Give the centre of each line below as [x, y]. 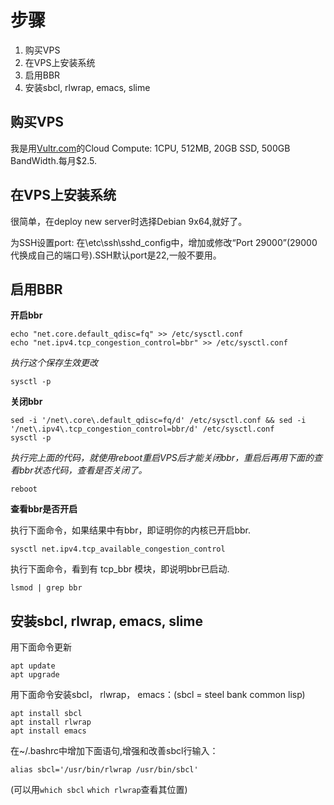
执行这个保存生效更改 [54, 363]
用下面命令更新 [41, 647]
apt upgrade [35, 675]
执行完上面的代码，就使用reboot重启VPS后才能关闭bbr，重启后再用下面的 [162, 458]
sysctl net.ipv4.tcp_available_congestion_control [118, 549]
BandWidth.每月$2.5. [54, 160]
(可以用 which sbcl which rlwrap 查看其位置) [99, 790]
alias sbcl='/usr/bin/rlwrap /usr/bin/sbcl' [104, 770]
